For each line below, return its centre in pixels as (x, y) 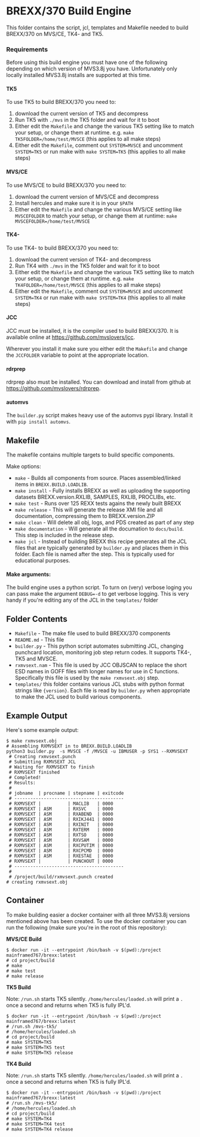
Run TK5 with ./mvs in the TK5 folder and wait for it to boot (87, 120)
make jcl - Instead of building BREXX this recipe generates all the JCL (101, 541)
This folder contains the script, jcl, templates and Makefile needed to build (97, 27)
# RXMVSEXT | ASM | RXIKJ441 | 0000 (61, 820)
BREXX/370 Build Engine (69, 11)
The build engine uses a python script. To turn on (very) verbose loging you (99, 587)
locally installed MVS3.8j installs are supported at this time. (79, 75)
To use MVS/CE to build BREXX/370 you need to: (66, 185)
